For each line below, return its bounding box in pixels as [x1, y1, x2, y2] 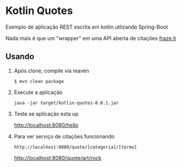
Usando [5, 51, 34, 62]
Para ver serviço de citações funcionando [13, 133, 115, 140]
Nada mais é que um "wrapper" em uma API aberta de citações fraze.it [5, 34, 176, 41]
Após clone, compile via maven [13, 67, 90, 74]
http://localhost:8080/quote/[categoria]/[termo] [13, 144, 138, 150]
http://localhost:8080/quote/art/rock [13, 154, 101, 161]
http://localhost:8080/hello [13, 121, 79, 128]
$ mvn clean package [13, 78, 64, 84]
